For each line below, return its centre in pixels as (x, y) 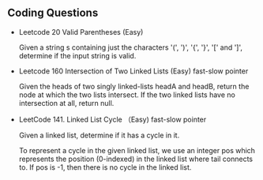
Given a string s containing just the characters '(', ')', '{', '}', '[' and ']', (130, 47)
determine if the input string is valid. (77, 55)
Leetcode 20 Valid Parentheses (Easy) (81, 32)
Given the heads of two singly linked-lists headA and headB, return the (134, 86)
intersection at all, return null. (66, 103)
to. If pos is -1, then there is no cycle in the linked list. (105, 167)
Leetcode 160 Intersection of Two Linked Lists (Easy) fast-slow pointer (133, 71)
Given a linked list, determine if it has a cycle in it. (99, 135)
